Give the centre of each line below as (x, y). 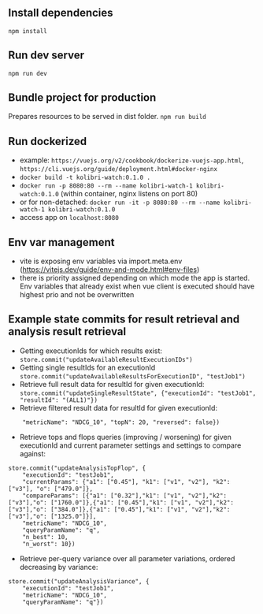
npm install (28, 31)
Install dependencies (61, 13)
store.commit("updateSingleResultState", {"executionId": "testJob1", (138, 393)
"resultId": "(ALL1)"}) (59, 400)
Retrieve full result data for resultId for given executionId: (112, 384)
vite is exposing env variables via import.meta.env (101, 261)
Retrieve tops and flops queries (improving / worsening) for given (126, 437)
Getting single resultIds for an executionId (87, 367)
